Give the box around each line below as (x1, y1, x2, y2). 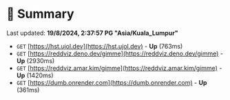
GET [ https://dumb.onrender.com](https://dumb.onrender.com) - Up (16, 78, 207, 86)
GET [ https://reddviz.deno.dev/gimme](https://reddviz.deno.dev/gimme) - (16, 49, 224, 58)
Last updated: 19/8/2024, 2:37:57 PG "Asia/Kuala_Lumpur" (6, 29, 178, 37)
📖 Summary (6, 6, 74, 22)
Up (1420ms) (16, 71, 54, 79)
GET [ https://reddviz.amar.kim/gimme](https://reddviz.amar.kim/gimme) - (16, 64, 222, 72)
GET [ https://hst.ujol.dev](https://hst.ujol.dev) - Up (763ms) (16, 42, 183, 50)
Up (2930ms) (16, 56, 55, 64)
